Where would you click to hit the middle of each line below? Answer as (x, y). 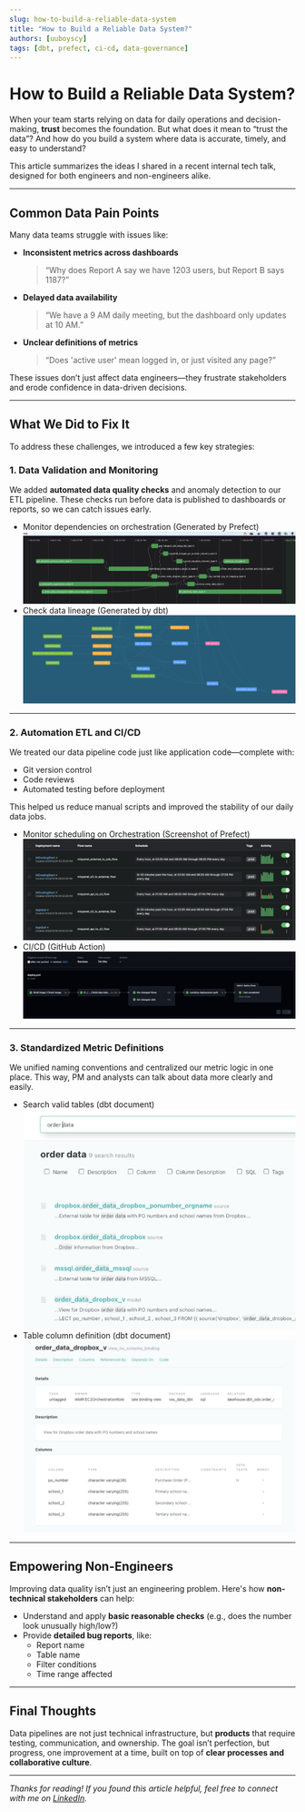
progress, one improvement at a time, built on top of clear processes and (147, 1752)
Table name (58, 1654)
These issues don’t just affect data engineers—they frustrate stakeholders (148, 377)
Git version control (57, 770)
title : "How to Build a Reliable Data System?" (101, 29)
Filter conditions (66, 1664)
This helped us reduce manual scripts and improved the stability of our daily (152, 807)
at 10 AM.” (64, 325)
